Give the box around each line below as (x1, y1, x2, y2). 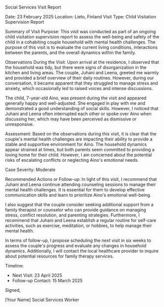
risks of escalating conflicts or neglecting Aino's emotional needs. (5, 157, 139, 163)
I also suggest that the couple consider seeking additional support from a (5, 202, 154, 207)
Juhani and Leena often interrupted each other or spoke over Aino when (5, 111, 152, 117)
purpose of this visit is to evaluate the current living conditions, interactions (5, 44, 158, 50)
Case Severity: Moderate (5, 167, 56, 173)
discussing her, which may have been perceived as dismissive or (5, 116, 137, 122)
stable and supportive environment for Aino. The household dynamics (5, 141, 147, 147)
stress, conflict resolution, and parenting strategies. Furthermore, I (5, 212, 140, 218)
